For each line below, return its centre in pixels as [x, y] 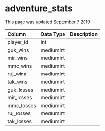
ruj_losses [19, 113]
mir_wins [18, 58]
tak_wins [18, 82]
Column [17, 34]
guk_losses [21, 90]
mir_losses [20, 97]
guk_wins [18, 50]
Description [84, 34]
